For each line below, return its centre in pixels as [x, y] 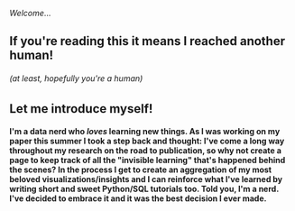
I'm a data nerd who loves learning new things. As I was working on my [145, 132]
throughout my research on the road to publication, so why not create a [146, 151]
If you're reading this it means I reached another [147, 41]
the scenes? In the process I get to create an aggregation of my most [141, 170]
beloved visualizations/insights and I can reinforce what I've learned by [146, 179]
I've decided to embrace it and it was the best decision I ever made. [138, 198]
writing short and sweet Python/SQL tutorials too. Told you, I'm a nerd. [144, 189]
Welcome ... [30, 13]
